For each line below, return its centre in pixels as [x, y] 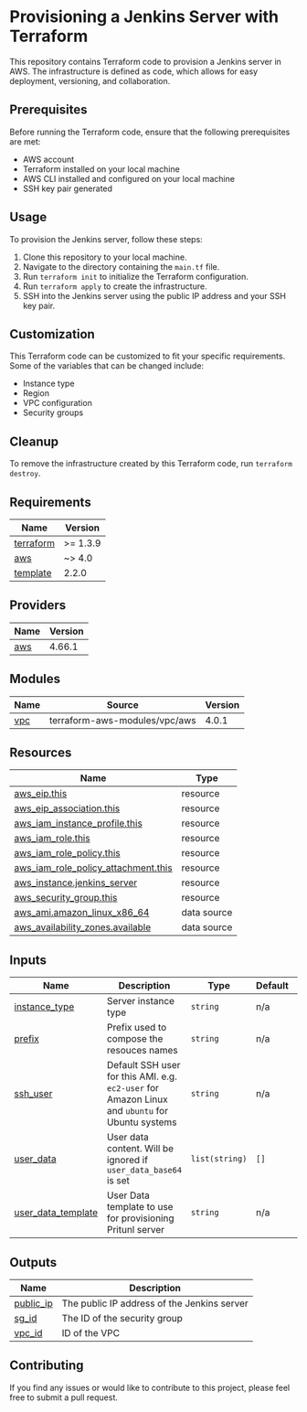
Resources [41, 753]
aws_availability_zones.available [83, 927]
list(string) [219, 1159]
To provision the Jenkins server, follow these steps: [106, 239]
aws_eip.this [41, 794]
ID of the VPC [91, 1333]
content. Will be [140, 1149]
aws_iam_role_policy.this [67, 853]
